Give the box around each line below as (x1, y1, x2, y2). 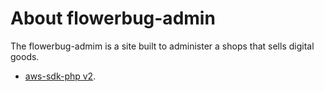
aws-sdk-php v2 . (24, 70, 97, 82)
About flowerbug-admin (10, 7, 216, 30)
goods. (10, 50, 40, 62)
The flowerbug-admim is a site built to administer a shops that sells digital (10, 40, 315, 52)
